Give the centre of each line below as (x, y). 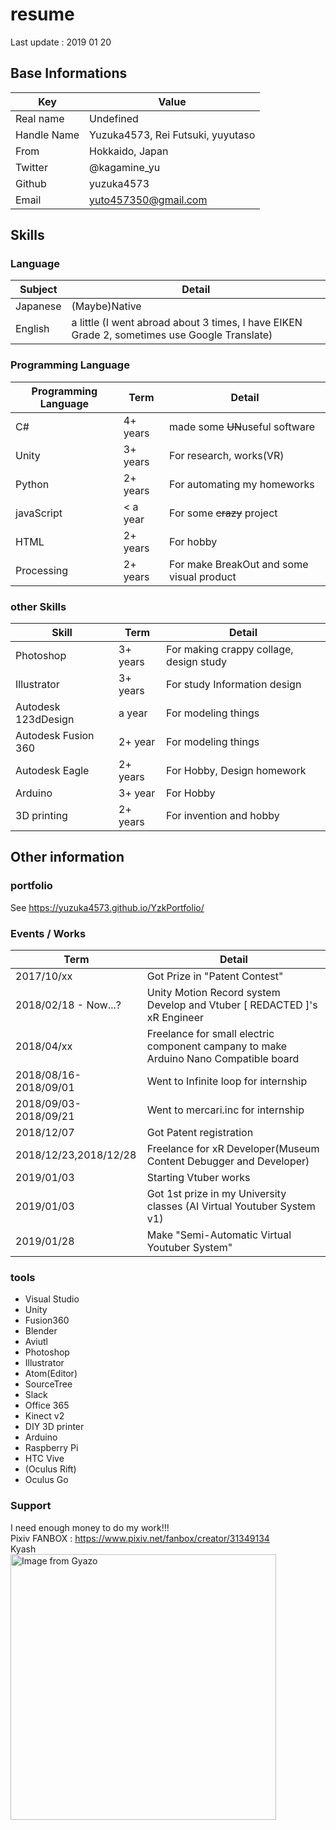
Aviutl (36, 1342)
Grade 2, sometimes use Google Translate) (172, 335)
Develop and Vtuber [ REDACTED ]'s (232, 1005)
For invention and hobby (223, 816)
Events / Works (48, 933)
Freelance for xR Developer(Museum (233, 1149)
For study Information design (234, 685)
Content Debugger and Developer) (228, 1161)
